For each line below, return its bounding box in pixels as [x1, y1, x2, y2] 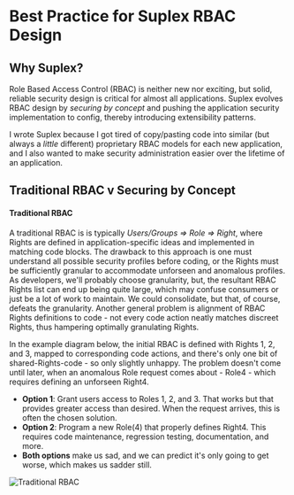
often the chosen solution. [21, 412, 117, 422]
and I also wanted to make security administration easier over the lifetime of [9, 148, 285, 159]
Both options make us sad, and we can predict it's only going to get [21, 450, 269, 460]
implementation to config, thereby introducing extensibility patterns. [9, 112, 256, 122]
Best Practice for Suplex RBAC [9, 6, 237, 27]
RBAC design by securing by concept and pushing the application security [9, 103, 280, 112]
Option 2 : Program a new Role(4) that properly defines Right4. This [21, 422, 267, 432]
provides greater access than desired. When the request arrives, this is [21, 403, 281, 414]
